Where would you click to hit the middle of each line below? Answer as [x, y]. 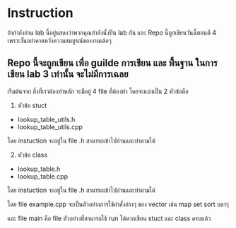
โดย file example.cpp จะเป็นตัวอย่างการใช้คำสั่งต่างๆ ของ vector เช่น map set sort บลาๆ [118, 204]
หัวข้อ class [33, 155]
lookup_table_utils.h [46, 119]
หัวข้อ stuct [32, 105]
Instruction [40, 13]
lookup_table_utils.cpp [50, 127]
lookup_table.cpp [43, 176]
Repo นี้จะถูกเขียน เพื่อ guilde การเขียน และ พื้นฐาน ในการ [112, 63]
